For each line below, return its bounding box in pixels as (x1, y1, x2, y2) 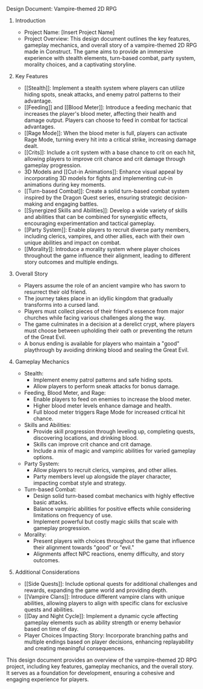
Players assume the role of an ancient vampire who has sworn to (24, 282, 186, 289)
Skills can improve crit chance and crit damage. (33, 441, 152, 448)
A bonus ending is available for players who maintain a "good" (24, 340, 180, 347)
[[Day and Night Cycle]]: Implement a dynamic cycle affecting (24, 613, 179, 619)
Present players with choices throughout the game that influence (33, 537, 195, 545)
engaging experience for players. (6, 676, 89, 683)
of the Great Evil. (24, 334, 67, 340)
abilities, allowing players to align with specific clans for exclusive (24, 600, 188, 607)
